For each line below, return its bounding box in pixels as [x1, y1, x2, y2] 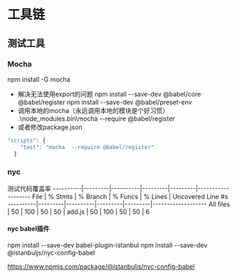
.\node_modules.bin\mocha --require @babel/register [17, 114, 176, 123]
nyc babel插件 [7, 225, 50, 233]
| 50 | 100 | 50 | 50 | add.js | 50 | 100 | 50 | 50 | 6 [7, 207, 150, 216]
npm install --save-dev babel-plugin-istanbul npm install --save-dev [7, 241, 208, 249]
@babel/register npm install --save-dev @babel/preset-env [17, 98, 192, 106]
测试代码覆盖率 [7, 184, 51, 192]
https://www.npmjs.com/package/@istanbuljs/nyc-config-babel [7, 262, 195, 271]
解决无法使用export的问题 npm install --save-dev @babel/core [17, 90, 201, 98]
